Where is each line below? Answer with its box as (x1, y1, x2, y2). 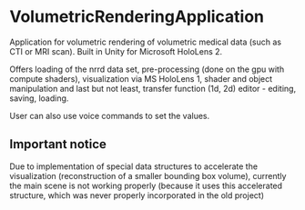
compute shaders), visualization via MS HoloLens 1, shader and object (9, 73, 273, 84)
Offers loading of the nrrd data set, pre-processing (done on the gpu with (9, 64, 285, 75)
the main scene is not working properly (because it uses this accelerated (9, 180, 283, 191)
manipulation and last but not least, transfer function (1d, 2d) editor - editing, (9, 83, 297, 94)
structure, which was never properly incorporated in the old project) (9, 189, 265, 201)
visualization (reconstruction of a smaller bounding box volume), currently (9, 170, 287, 181)
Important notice (9, 136, 107, 152)
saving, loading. (9, 93, 69, 104)
